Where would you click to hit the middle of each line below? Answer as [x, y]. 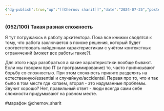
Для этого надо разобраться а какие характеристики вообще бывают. [79, 62]
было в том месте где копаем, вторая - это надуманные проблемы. [76, 83]
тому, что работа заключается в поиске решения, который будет [73, 43]
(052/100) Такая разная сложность [49, 26]
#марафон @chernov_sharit [33, 103]
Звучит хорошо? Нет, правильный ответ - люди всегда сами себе [74, 88]
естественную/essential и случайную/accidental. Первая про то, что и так [82, 78]
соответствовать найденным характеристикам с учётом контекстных [78, 47]
